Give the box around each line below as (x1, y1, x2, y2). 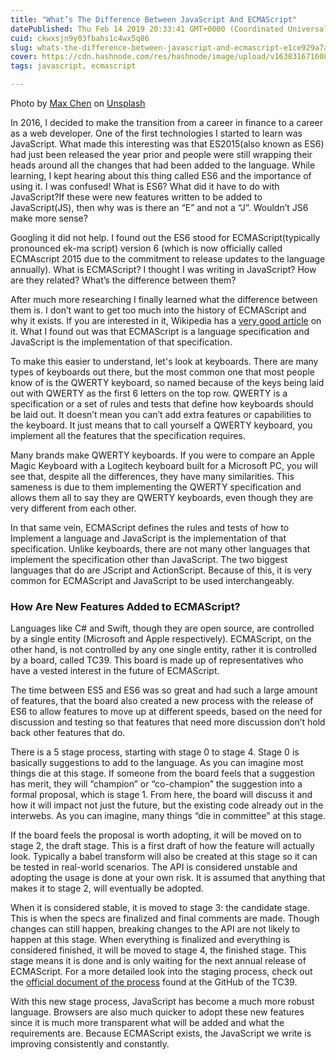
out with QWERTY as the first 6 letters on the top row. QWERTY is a (10, 387, 288, 399)
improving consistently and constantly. (10, 1038, 170, 1050)
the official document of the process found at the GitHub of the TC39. (10, 976, 298, 988)
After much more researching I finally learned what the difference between (10, 294, 318, 305)
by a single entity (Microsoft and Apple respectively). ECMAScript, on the (10, 633, 312, 645)
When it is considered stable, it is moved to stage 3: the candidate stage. (10, 902, 311, 914)
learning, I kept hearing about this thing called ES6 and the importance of (10, 170, 312, 181)
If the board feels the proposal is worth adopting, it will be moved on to (10, 829, 302, 841)
